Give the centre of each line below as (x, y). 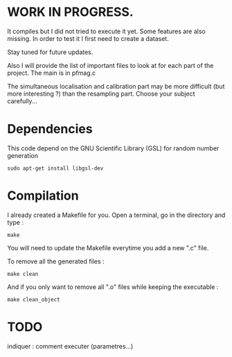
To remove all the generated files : (56, 261)
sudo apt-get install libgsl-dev (55, 168)
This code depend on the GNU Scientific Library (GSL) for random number (113, 148)
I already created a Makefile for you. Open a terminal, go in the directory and (116, 215)
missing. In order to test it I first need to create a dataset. (88, 38)
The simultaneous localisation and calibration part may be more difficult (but (116, 86)
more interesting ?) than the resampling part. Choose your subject (101, 94)
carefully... (22, 101)
